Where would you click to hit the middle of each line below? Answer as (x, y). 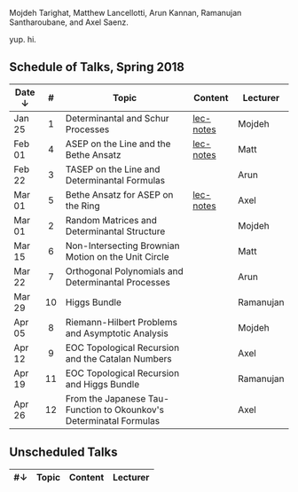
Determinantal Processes (118, 282)
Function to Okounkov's (114, 410)
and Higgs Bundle (102, 384)
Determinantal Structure (115, 231)
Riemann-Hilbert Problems (121, 322)
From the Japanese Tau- (118, 398)
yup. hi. (23, 39)
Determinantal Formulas (115, 180)
